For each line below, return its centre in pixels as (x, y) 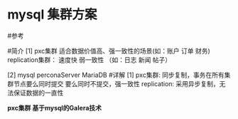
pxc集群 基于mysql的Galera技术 (54, 108)
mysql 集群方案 (52, 15)
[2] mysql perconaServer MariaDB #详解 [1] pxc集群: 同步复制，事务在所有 (116, 75)
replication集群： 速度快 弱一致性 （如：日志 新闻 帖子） (90, 59)
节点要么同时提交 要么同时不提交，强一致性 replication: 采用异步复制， (117, 83)
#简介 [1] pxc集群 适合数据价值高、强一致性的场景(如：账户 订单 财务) (109, 51)
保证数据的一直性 (38, 93)
